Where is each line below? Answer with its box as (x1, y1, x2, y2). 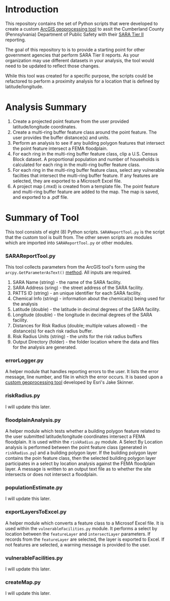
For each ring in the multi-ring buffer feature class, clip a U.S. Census (12, 150, 158, 156)
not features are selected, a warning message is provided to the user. (5, 541, 151, 547)
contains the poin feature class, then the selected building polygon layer (5, 455, 156, 461)
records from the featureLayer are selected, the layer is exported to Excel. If (5, 536, 165, 542)
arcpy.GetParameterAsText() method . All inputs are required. (5, 269, 132, 276)
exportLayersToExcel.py (5, 508, 67, 515)
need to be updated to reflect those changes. (5, 63, 100, 69)
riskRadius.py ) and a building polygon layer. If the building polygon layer (5, 450, 157, 456)
